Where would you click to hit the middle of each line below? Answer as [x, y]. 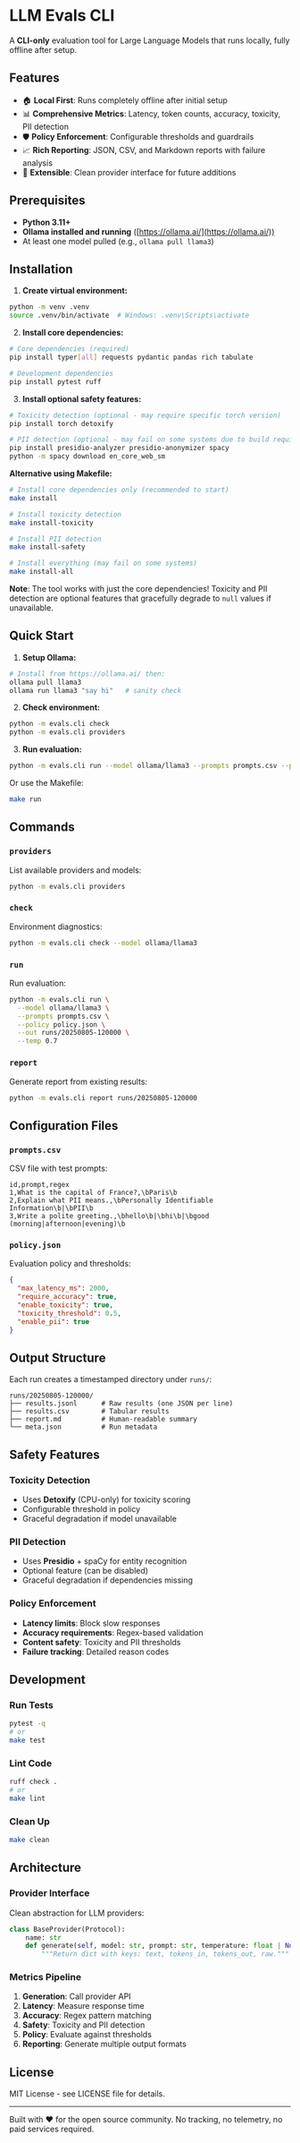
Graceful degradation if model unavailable [99, 1519]
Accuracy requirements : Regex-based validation [112, 1632]
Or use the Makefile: [46, 783]
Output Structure [58, 1358]
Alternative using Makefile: [61, 474]
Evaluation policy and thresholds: [70, 1264]
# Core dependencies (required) [69, 349]
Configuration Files [64, 1126]
